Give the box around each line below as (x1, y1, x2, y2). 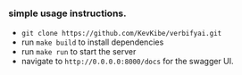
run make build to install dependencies (21, 37, 164, 47)
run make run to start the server (21, 46, 137, 57)
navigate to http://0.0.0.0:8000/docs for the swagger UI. (21, 56, 234, 67)
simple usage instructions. (8, 7, 127, 20)
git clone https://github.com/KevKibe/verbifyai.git (21, 29, 222, 38)
